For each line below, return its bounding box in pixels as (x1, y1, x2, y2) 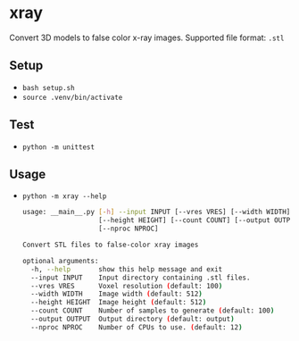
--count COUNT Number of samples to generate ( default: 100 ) (30, 306, 275, 315)
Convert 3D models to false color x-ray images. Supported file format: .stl (9, 32, 285, 43)
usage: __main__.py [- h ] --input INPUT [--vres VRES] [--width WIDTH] (21, 208, 291, 217)
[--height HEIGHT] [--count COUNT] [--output (97, 216, 270, 225)
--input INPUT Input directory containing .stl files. (30, 273, 251, 282)
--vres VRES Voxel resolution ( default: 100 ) (30, 281, 223, 290)
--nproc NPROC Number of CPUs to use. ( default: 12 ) (30, 322, 243, 332)
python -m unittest (21, 142, 96, 152)
